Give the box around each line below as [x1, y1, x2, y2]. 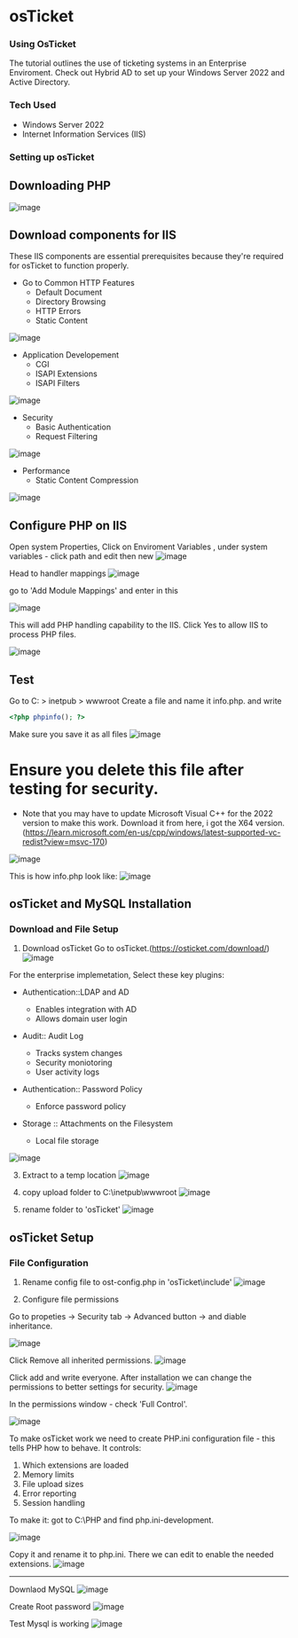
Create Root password [9, 1602, 91, 1612]
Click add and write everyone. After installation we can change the [9, 1373, 253, 1383]
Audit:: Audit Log [21, 1031, 84, 1042]
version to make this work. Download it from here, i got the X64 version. [21, 817, 286, 828]
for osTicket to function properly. [9, 260, 129, 272]
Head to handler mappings [9, 568, 106, 579]
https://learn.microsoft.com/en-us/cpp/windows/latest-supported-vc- [25, 827, 281, 838]
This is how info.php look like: [9, 870, 118, 881]
